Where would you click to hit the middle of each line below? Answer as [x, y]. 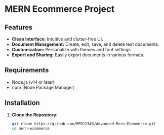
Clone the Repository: [35, 115]
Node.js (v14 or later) [33, 82]
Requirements [27, 70]
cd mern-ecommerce [31, 128]
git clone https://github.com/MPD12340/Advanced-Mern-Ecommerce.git [84, 124]
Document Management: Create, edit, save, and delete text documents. [85, 44]
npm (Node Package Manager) [43, 87]
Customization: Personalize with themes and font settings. [72, 50]
